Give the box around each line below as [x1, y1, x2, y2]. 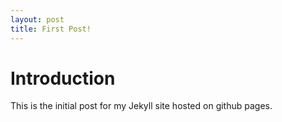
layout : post [10, 14, 65, 25]
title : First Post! [10, 24, 92, 34]
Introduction [10, 67, 116, 90]
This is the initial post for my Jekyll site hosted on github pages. [10, 100, 273, 112]
